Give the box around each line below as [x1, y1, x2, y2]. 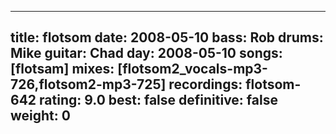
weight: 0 [10, 107, 71, 125]
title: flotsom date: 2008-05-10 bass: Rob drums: [10, 29, 324, 46]
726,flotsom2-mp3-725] [10, 76, 167, 93]
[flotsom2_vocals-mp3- [117, 61, 268, 78]
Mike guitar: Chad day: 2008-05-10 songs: [10, 45, 283, 62]
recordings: [168, 76, 243, 93]
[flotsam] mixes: [10, 61, 115, 78]
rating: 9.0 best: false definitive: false [39, 92, 278, 109]
